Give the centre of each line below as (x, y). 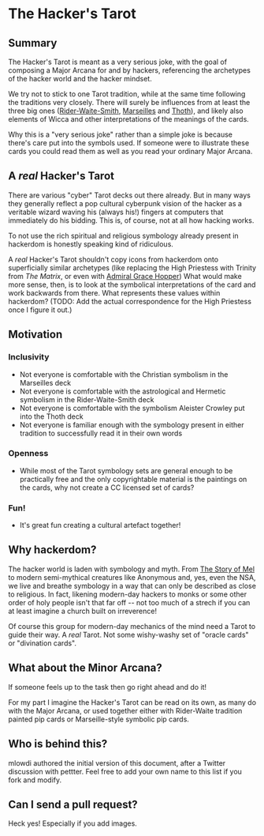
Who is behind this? (58, 744)
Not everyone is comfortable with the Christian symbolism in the (124, 374)
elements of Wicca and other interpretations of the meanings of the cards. (129, 119)
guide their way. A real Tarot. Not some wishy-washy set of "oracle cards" (129, 635)
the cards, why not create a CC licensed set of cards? (107, 488)
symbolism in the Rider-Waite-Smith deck (87, 399)
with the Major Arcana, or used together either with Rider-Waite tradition (125, 710)
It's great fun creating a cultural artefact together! (100, 525)
